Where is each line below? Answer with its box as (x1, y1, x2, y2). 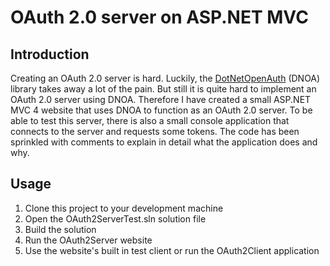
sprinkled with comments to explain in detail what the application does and (10, 136, 318, 148)
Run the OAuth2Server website (24, 234, 153, 246)
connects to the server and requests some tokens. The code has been (10, 126, 300, 137)
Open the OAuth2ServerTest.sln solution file (24, 212, 207, 225)
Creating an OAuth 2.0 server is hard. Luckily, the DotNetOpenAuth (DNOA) (10, 72, 321, 84)
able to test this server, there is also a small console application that (10, 115, 290, 126)
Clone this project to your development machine (24, 202, 224, 214)
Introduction (10, 46, 90, 63)
